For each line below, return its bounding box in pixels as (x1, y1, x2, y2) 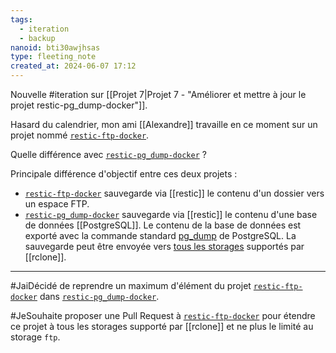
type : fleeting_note (10, 52, 97, 62)
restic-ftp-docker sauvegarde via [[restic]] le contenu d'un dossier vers (24, 187, 325, 199)
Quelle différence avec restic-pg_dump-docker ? (10, 149, 207, 160)
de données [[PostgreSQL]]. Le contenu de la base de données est (24, 219, 302, 231)
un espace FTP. (24, 198, 90, 210)
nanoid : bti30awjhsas (10, 42, 101, 53)
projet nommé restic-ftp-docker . (10, 129, 150, 141)
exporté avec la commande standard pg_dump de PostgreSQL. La (24, 230, 297, 241)
